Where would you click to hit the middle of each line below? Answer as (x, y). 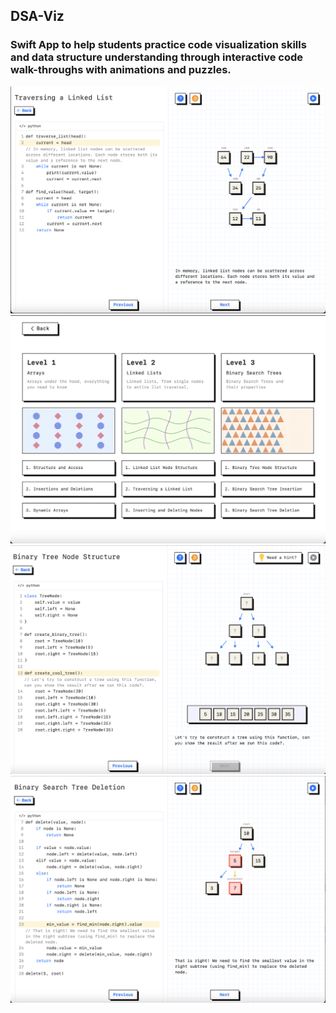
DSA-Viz (37, 16)
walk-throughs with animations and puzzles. (121, 70)
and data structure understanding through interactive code (157, 57)
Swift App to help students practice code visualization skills (158, 45)
